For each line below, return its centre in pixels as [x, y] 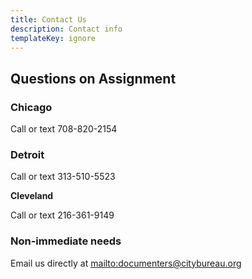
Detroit [27, 154]
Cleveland [32, 196]
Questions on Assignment [93, 78]
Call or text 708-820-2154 [64, 129]
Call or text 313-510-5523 [63, 177]
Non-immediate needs [66, 241]
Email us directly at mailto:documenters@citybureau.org [126, 263]
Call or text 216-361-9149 [62, 215]
